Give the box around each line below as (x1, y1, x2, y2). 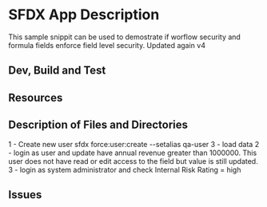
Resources (8, 90, 63, 105)
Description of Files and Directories (8, 118, 189, 132)
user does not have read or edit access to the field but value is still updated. (8, 156, 258, 165)
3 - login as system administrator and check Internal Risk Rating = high (8, 165, 241, 174)
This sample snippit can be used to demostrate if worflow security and (8, 32, 241, 42)
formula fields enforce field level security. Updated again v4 (8, 40, 206, 50)
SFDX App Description (8, 6, 160, 24)
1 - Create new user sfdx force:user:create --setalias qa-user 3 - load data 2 (8, 139, 260, 149)
